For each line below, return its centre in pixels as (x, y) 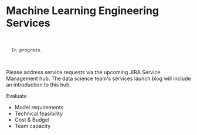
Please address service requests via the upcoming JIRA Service (83, 72)
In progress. (27, 50)
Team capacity (33, 126)
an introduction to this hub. (39, 84)
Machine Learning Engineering (83, 11)
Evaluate (17, 96)
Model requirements (39, 107)
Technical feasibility (39, 113)
